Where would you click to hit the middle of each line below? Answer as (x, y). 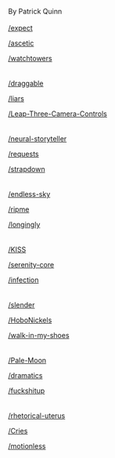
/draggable (26, 83)
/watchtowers (30, 58)
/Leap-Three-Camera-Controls (57, 114)
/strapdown (27, 169)
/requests (23, 154)
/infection (23, 280)
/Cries (18, 431)
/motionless (27, 446)
